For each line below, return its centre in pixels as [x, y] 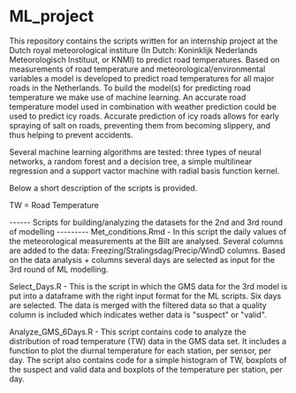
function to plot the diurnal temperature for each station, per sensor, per [140, 351]
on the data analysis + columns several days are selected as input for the [142, 259]
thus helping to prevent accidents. [71, 135]
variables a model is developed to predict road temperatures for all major [142, 78]
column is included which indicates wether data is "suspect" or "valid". [138, 314]
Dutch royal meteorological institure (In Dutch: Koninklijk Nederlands [133, 50]
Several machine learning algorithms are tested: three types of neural [136, 151]
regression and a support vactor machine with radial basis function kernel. [144, 171]
